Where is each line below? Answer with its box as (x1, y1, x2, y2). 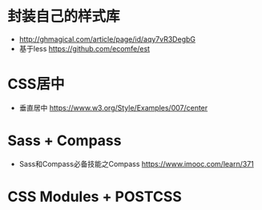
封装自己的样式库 (7, 7, 121, 26)
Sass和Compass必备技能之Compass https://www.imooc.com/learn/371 (18, 159, 254, 168)
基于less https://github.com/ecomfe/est (18, 43, 150, 53)
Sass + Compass (7, 131, 122, 150)
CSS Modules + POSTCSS (7, 188, 182, 205)
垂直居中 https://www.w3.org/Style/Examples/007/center (18, 103, 208, 112)
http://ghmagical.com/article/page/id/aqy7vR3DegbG (18, 34, 195, 44)
